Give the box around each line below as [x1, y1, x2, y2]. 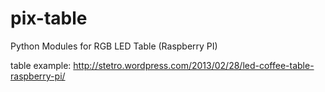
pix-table [10, 7, 88, 30]
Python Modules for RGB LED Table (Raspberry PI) [10, 40, 218, 52]
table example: [10, 59, 72, 71]
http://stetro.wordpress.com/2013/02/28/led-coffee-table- [73, 59, 315, 71]
